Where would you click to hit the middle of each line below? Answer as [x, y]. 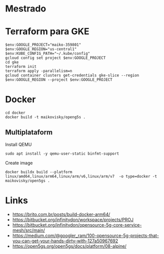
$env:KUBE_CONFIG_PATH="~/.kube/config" [48, 54]
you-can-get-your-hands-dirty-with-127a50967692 [65, 241]
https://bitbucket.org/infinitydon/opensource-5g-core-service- [77, 225]
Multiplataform [29, 132]
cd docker [15, 113]
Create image [19, 163]
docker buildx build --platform [39, 172]
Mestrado [26, 9]
